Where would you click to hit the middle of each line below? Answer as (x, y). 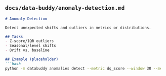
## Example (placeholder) (32, 59)
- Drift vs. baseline (27, 50)
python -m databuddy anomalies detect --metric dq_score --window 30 (78, 68)
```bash (13, 64)
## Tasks (14, 37)
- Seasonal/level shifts (31, 46)
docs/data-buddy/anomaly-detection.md (65, 8)
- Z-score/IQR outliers (30, 41)
